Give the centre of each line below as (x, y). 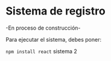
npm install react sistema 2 (42, 51)
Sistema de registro (56, 11)
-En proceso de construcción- (43, 28)
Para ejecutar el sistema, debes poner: (54, 39)
